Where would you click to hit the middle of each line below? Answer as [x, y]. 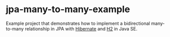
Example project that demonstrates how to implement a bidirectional [78, 23]
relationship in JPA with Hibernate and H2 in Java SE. [81, 28]
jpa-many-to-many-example [68, 9]
